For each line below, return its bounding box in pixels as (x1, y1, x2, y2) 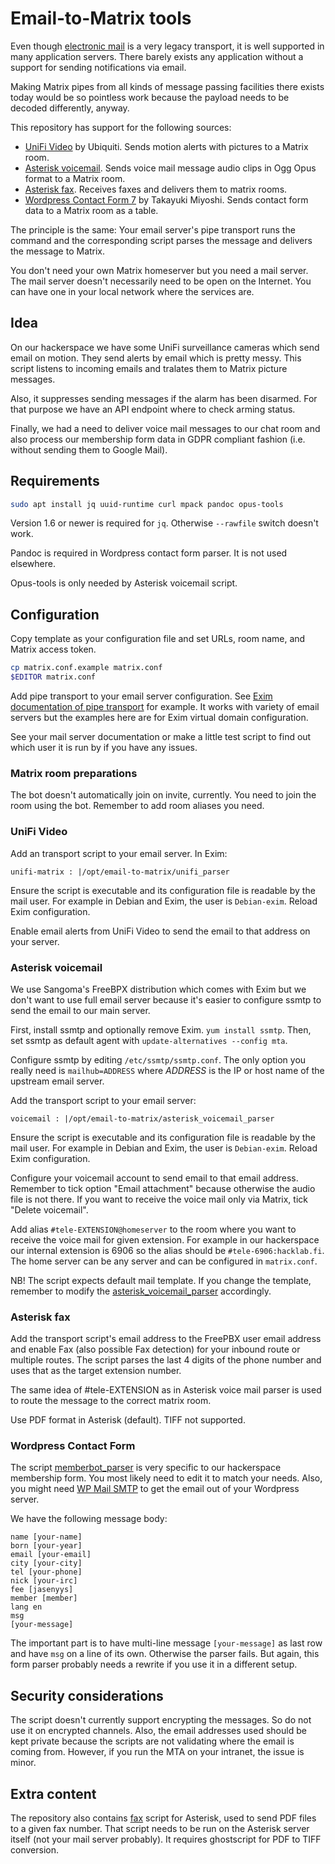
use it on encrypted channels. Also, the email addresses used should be (10, 1725, 307, 1737)
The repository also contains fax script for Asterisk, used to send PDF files (10, 1812, 317, 1824)
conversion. (10, 1844, 59, 1856)
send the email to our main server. (10, 1004, 151, 1016)
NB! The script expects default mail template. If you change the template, (10, 1274, 312, 1286)
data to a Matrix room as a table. (24, 204, 159, 216)
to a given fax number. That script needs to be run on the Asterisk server (10, 1823, 310, 1835)
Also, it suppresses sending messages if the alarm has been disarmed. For (10, 392, 318, 404)
